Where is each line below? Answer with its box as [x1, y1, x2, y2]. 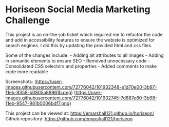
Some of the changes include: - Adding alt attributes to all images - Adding [5, 52, 164, 58]
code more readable [5, 68, 48, 75]
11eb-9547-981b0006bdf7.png [5, 100, 70, 106]
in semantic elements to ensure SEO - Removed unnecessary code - [5, 57, 151, 63]
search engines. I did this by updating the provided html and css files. [5, 42, 153, 48]
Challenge [5, 14, 50, 26]
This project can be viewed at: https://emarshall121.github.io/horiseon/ [5, 110, 155, 116]
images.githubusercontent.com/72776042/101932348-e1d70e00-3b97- [5, 83, 158, 90]
